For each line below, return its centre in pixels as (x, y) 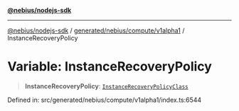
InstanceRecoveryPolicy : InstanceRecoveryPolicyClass (106, 86)
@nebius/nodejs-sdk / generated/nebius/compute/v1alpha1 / (96, 30)
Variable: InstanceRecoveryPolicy (110, 67)
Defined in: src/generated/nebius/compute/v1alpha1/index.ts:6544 (105, 100)
